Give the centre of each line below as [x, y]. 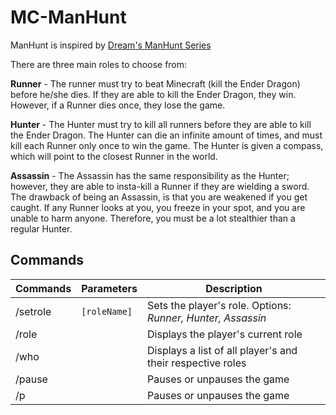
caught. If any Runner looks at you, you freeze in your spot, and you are [158, 207]
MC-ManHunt [68, 17]
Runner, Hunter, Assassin [207, 318]
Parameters [109, 288]
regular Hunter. [41, 228]
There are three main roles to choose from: [99, 64]
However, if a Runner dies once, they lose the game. [118, 105]
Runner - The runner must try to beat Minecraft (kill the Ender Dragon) [155, 83]
